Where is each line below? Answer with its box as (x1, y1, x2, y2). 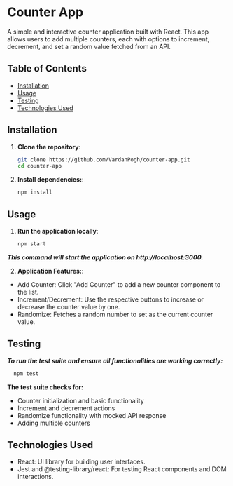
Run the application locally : (17, 227, 99, 235)
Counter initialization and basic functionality (17, 396, 145, 405)
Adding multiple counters (17, 419, 91, 427)
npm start (17, 241, 47, 248)
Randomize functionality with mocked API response (17, 411, 167, 419)
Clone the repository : (17, 142, 81, 151)
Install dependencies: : (17, 175, 84, 184)
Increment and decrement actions (17, 404, 115, 412)
